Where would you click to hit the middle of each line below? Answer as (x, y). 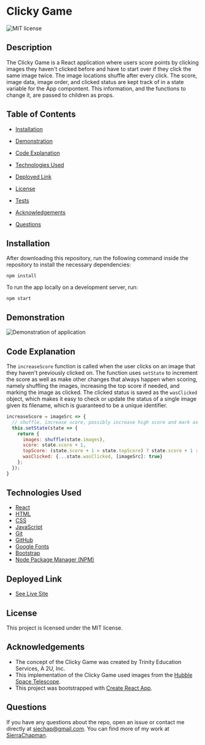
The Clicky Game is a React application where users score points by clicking (102, 62)
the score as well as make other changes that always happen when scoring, (102, 379)
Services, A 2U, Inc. (40, 668)
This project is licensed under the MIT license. (65, 628)
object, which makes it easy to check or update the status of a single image (102, 399)
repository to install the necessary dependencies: (69, 264)
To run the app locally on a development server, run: (72, 287)
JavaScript (29, 527)
